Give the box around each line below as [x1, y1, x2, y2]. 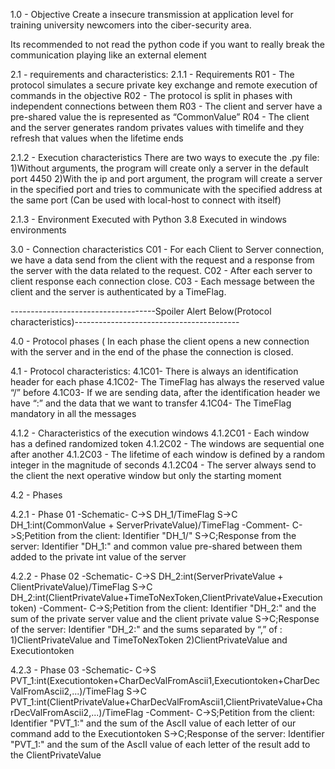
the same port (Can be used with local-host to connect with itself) [10, 194, 282, 206]
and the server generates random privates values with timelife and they [10, 122, 305, 133]
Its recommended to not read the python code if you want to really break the [10, 39, 325, 50]
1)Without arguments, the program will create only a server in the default [10, 162, 309, 174]
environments [10, 224, 67, 236]
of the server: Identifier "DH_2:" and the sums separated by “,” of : [10, 624, 283, 635]
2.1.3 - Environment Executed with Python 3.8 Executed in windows [10, 214, 287, 225]
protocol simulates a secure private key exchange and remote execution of [10, 79, 318, 91]
